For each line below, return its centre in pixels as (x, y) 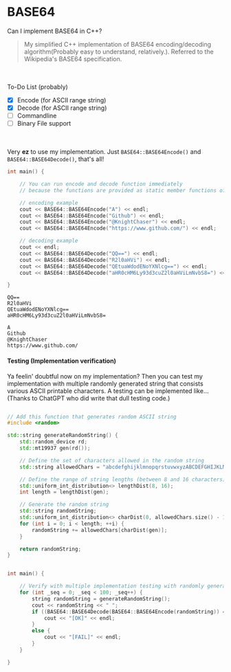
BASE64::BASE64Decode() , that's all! (56, 159)
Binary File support (44, 124)
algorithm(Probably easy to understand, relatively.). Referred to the (119, 52)
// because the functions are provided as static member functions (118, 190)
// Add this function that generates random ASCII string (92, 416)
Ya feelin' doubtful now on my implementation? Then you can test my (105, 376)
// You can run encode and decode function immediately (101, 184)
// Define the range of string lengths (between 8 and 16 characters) (123, 479)
